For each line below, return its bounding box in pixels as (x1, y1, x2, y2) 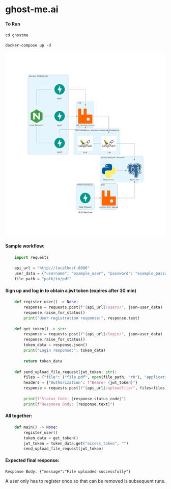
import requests (14, 255, 49, 260)
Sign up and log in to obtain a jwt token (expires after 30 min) (5, 287, 136, 294)
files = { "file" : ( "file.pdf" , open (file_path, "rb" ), (23, 375, 142, 380)
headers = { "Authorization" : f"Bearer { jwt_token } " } (23, 380, 138, 385)
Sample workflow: (5, 242, 45, 249)
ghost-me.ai (5, 4, 59, 15)
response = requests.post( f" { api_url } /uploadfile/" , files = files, (23, 385, 167, 391)
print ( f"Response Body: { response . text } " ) (23, 402, 115, 407)
